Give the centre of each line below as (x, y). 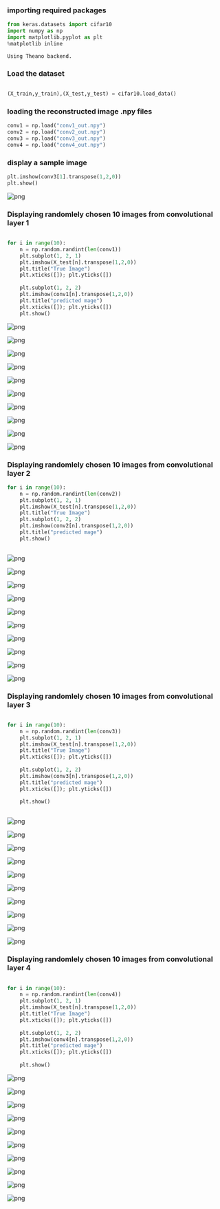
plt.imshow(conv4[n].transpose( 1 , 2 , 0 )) (77, 1039)
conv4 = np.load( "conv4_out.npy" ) (57, 145)
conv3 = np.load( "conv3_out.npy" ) (57, 139)
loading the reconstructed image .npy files (80, 111)
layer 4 (19, 968)
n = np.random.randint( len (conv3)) (70, 731)
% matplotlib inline (35, 43)
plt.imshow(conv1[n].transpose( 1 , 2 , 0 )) (77, 295)
